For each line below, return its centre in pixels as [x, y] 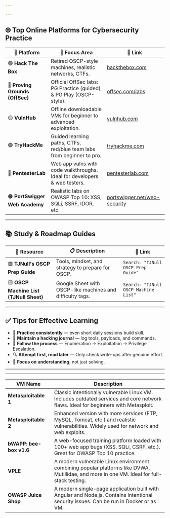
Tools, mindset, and [79, 262]
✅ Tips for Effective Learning [52, 321]
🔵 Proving [20, 85]
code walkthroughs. [74, 170]
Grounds [18, 91]
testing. [77, 480]
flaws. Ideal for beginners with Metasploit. [104, 405]
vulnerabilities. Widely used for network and [106, 426]
